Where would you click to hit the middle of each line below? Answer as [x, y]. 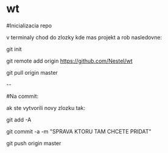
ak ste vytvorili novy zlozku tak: [46, 107]
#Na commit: [23, 96]
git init [14, 49]
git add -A [19, 120]
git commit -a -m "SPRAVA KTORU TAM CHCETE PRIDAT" [79, 131]
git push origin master [34, 143]
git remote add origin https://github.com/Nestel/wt [69, 61]
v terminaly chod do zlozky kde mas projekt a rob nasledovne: [84, 37]
